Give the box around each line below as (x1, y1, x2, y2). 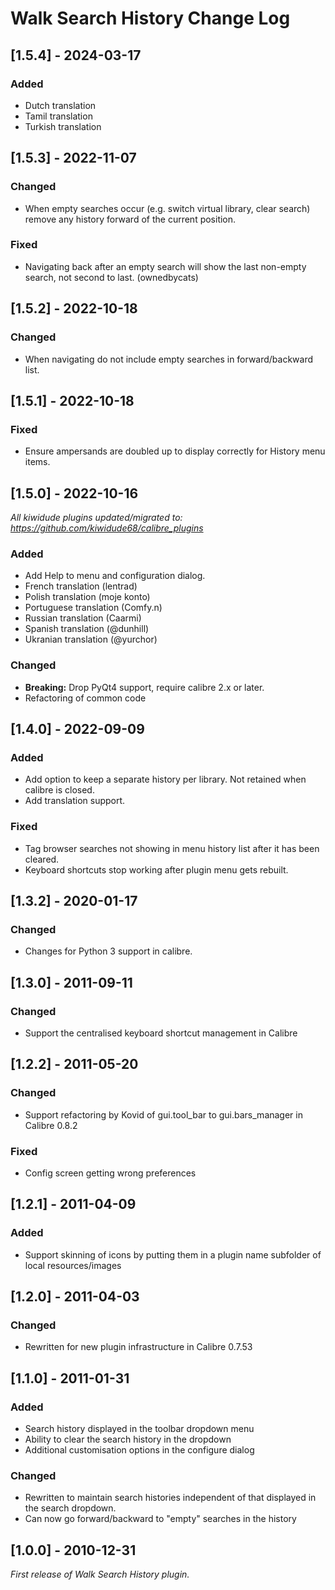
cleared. (24, 853, 60, 865)
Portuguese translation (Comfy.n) (24, 602, 163, 614)
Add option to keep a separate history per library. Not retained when (24, 773, 307, 786)
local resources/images (24, 1259, 122, 1271)
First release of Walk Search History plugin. (10, 1568, 190, 1581)
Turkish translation (24, 120, 102, 132)
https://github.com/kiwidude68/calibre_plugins (10, 522, 204, 534)
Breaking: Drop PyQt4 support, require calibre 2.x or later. (24, 681, 265, 693)
